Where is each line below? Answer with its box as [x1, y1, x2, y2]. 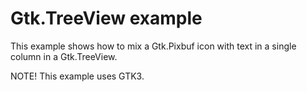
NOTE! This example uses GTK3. [10, 70, 145, 82]
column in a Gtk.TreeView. [10, 50, 118, 62]
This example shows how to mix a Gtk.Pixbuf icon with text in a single [10, 40, 297, 52]
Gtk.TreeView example [10, 7, 203, 30]
